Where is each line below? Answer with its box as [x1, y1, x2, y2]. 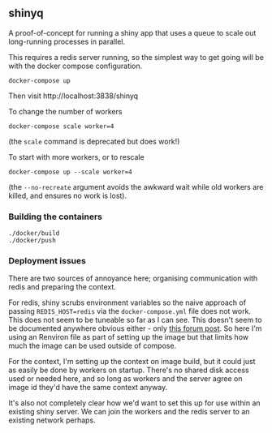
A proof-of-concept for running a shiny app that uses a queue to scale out [8, 28, 257, 37]
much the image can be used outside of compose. [8, 341, 177, 351]
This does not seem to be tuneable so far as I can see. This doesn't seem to [8, 315, 262, 325]
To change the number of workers [8, 106, 123, 116]
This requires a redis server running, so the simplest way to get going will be [8, 52, 264, 62]
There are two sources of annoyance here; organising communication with [8, 273, 258, 283]
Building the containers [8, 211, 103, 222]
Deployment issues [8, 255, 87, 267]
